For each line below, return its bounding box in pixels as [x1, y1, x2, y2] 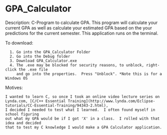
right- [146, 62, 160, 67]
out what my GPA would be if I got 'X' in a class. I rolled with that [5, 116, 160, 121]
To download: [5, 39, 33, 45]
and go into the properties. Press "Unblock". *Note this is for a [16, 71, 162, 76]
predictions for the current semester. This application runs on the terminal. [5, 30, 158, 36]
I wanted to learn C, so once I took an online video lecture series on [5, 94, 160, 99]
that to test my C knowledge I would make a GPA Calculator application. [5, 124, 162, 130]
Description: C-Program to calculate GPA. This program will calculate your [5, 19, 158, 25]
